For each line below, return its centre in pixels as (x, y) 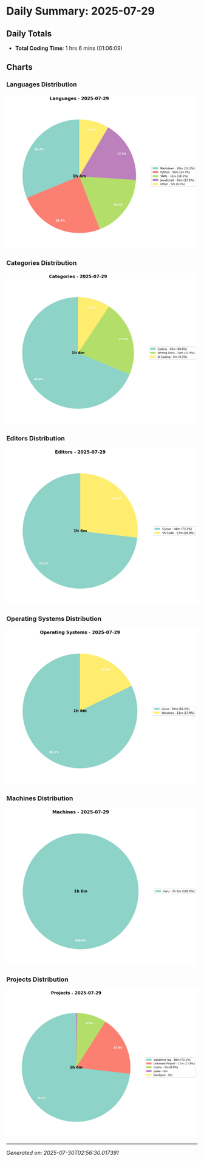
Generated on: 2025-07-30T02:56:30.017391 (63, 1152)
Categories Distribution (42, 262)
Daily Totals (29, 34)
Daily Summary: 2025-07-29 (80, 11)
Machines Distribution (40, 798)
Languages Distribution (42, 84)
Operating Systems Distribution (54, 618)
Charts (20, 67)
